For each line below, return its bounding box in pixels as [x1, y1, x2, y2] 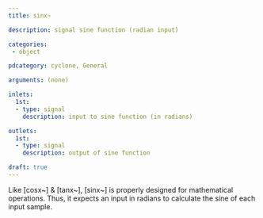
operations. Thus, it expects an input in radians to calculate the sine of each [8, 193, 256, 203]
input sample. [8, 201, 53, 211]
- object [11, 48, 41, 55]
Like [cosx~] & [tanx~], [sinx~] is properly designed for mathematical [8, 185, 234, 194]
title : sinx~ [8, 11, 51, 20]
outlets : [8, 127, 37, 135]
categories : [8, 40, 48, 48]
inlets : [8, 90, 34, 99]
